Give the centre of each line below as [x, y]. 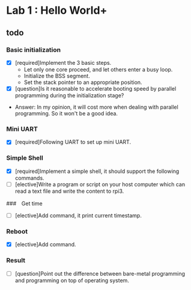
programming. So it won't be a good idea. [66, 113]
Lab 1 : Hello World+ [57, 11]
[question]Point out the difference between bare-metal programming [100, 273]
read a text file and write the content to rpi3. [69, 191]
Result [16, 261]
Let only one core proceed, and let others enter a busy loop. [98, 69]
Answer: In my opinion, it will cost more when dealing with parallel [96, 107]
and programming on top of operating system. [72, 280]
